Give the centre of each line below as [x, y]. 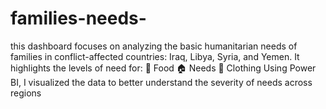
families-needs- [78, 18]
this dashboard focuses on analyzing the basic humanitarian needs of [154, 46]
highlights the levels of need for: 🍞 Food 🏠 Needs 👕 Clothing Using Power [163, 68]
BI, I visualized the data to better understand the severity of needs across [161, 82]
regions [26, 93]
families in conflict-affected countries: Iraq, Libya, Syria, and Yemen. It [155, 56]
